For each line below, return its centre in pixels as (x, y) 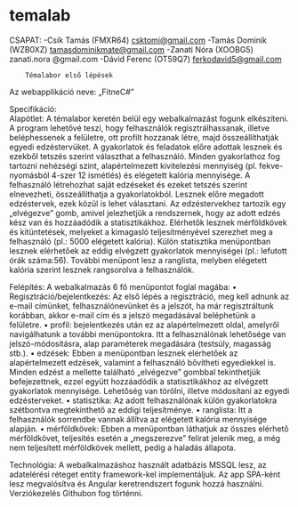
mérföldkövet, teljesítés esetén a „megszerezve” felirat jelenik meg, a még (145, 438)
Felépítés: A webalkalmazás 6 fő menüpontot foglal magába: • (123, 286)
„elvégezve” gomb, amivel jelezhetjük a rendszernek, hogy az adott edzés (145, 213)
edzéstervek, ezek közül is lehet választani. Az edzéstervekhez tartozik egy (148, 203)
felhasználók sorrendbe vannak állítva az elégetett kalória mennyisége (138, 419)
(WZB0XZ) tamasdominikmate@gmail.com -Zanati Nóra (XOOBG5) (131, 49)
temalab (40, 16)
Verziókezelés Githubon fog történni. (77, 493)
